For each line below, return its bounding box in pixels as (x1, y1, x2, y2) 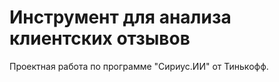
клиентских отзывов (9, 27, 191, 50)
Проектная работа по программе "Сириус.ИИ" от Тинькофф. (9, 60, 269, 72)
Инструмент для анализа (9, 6, 232, 29)
